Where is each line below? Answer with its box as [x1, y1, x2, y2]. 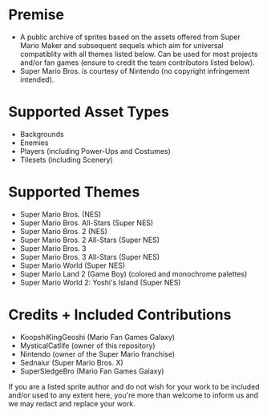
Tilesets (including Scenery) [19, 155, 114, 164]
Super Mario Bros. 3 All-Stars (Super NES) [19, 252, 160, 261]
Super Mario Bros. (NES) [19, 209, 102, 219]
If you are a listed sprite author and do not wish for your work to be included [8, 382, 260, 391]
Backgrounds [19, 129, 64, 139]
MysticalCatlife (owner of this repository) [19, 341, 156, 350]
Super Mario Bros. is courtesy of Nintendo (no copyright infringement [19, 66, 250, 75]
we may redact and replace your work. [8, 398, 136, 408]
